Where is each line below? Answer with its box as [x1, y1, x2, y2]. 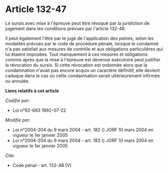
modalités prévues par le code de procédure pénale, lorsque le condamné [5, 40, 159, 46]
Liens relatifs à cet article [5, 88, 59, 94]
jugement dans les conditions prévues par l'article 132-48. [5, 25, 126, 31]
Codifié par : [5, 97, 30, 104]
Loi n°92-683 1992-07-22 [12, 107, 66, 113]
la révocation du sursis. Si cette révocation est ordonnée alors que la [5, 62, 147, 68]
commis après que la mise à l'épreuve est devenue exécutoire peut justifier [5, 56, 161, 62]
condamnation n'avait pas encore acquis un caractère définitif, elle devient [5, 67, 160, 73]
